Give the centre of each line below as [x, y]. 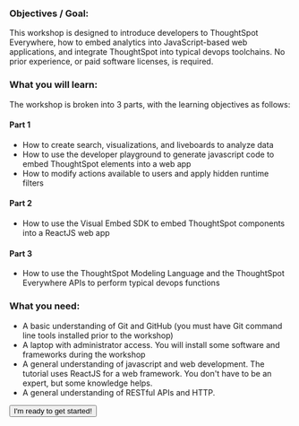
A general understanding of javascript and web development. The [143, 364]
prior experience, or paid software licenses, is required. [111, 62]
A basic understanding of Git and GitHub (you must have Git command [152, 326]
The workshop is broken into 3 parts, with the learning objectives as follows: [150, 104]
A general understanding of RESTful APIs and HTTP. [119, 392]
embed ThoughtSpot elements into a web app [107, 163]
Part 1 [20, 125]
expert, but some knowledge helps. [87, 383]
